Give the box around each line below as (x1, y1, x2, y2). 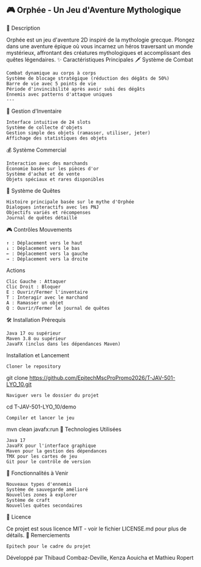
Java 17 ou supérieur (6, 330, 61, 337)
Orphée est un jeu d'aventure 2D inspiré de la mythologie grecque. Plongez (6, 36, 195, 43)
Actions (6, 266, 26, 274)
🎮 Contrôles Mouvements (6, 226, 72, 233)
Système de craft (6, 497, 50, 503)
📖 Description (6, 24, 41, 32)
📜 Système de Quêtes (6, 187, 61, 194)
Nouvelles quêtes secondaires (6, 502, 83, 508)
